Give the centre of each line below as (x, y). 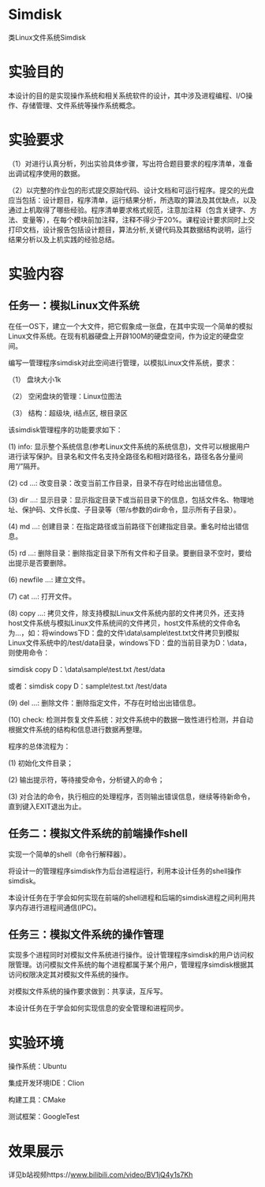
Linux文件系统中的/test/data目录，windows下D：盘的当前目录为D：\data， (129, 642)
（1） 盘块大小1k (35, 379)
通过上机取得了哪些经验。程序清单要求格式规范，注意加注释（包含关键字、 (129, 210)
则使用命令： (29, 652)
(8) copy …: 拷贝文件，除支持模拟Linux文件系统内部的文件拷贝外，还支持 (126, 613)
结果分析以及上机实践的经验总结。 (63, 239)
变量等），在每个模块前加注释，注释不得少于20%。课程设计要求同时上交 (138, 219)
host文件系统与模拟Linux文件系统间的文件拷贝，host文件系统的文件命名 (124, 623)
